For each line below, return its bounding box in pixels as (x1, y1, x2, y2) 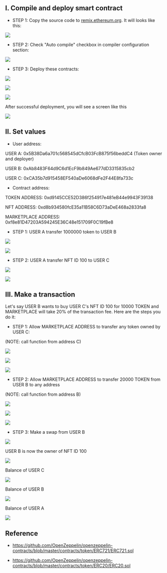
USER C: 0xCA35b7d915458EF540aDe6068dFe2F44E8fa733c (5, 175, 134, 181)
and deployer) (5, 156, 34, 162)
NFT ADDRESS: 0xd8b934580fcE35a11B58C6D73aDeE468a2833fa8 (5, 204, 147, 210)
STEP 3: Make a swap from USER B (12, 429, 85, 435)
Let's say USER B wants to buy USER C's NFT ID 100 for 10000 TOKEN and (5, 303, 159, 309)
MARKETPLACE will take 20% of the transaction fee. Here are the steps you (5, 309, 161, 315)
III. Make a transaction (5, 290, 76, 299)
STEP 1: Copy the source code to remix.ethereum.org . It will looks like (12, 17, 156, 23)
